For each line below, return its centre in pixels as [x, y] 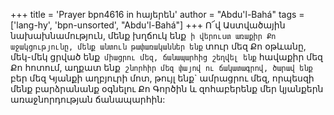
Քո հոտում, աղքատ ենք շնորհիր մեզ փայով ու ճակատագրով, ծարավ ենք [161, 67]
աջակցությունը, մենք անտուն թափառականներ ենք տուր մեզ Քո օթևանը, [158, 46]
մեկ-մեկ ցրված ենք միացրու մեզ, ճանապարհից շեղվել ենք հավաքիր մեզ [166, 57]
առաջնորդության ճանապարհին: [88, 99]
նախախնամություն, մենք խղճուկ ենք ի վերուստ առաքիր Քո [143, 35]
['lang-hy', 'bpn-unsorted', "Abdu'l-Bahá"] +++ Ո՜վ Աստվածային [148, 25]
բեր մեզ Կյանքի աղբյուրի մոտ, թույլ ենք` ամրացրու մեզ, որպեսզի [162, 78]
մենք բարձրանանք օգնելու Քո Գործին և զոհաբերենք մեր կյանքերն [167, 88]
